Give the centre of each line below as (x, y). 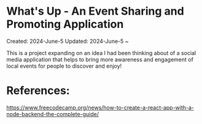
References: (38, 91)
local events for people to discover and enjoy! (64, 66)
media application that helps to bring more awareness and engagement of (100, 59)
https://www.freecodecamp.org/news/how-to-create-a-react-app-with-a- (100, 108)
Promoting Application (65, 24)
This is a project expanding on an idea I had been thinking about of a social (101, 53)
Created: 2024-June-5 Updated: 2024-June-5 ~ (68, 41)
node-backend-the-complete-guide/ (53, 114)
